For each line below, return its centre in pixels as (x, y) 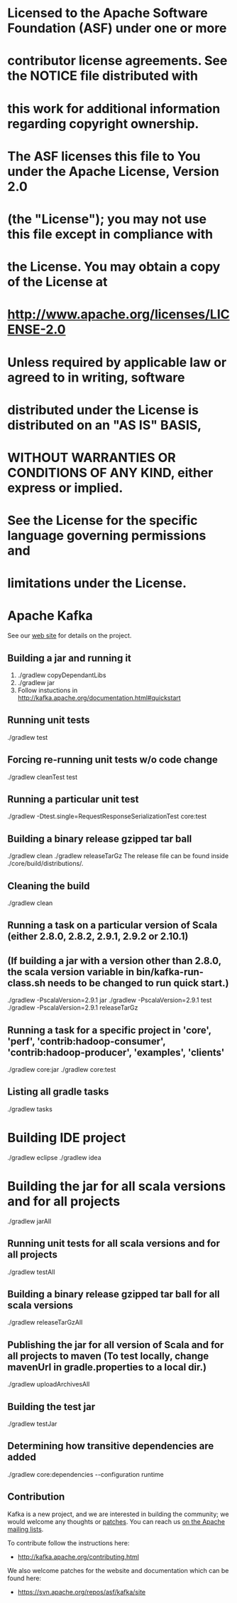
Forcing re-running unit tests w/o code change (112, 760)
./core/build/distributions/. (45, 864)
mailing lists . (26, 1529)
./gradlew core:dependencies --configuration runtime (86, 1474)
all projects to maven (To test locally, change (108, 1356)
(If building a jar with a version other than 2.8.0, (114, 960)
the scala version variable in (71, 972)
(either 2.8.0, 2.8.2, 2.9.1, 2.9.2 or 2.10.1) (98, 937)
